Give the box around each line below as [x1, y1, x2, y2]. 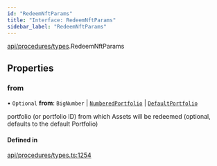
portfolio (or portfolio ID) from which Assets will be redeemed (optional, [7, 113, 211, 121]
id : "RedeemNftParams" [7, 10, 73, 17]
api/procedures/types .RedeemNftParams [7, 42, 125, 51]
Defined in [7, 135, 38, 144]
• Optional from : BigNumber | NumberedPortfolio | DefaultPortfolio [7, 99, 198, 108]
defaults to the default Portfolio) [7, 119, 98, 128]
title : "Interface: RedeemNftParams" [7, 17, 116, 24]
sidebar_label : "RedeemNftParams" [7, 23, 107, 30]
